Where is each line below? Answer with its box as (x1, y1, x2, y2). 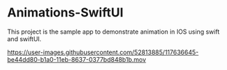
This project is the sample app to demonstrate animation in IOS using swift (7, 27, 220, 36)
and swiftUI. (7, 34, 42, 43)
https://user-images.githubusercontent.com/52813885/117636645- (7, 48, 199, 56)
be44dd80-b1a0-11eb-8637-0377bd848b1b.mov (7, 55, 146, 63)
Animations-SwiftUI (7, 5, 124, 21)
